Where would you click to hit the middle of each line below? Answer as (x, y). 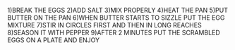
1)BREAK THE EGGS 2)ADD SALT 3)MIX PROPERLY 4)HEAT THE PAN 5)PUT (117, 10)
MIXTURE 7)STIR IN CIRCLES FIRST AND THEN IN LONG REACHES (105, 25)
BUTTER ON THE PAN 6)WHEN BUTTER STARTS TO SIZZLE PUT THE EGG (116, 18)
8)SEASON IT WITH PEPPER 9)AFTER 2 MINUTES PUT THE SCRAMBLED (114, 32)
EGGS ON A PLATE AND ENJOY (54, 40)
